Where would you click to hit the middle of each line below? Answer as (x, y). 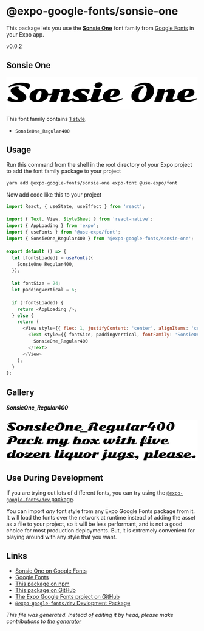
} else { (23, 315)
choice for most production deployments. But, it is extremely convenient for (101, 530)
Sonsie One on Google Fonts (51, 571)
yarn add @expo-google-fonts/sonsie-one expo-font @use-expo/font (92, 183)
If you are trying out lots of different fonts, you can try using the (86, 493)
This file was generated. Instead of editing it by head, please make (90, 615)
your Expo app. (25, 34)
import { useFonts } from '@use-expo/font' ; (63, 232)
